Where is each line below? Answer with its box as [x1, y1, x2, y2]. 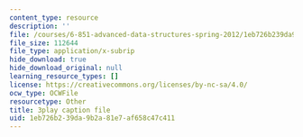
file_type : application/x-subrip [9, 47, 135, 56]
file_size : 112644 [9, 38, 78, 48]
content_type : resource [9, 13, 99, 23]
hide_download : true [9, 55, 87, 64]
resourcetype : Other [9, 96, 87, 106]
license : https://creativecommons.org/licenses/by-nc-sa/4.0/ [9, 80, 248, 89]
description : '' [9, 22, 70, 31]
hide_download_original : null [9, 64, 124, 73]
